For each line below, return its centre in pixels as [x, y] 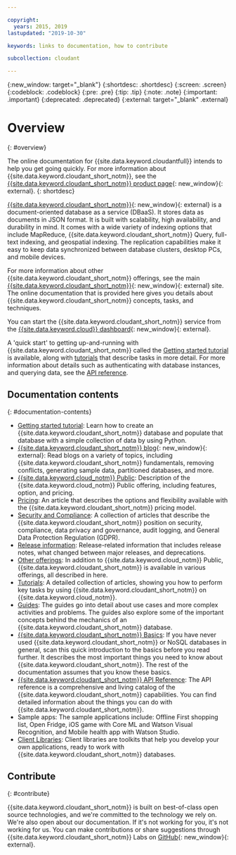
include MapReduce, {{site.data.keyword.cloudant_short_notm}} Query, [111, 235]
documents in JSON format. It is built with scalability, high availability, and [114, 220]
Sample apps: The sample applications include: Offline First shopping [118, 717]
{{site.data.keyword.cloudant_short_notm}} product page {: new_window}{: [115, 184]
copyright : [23, 20]
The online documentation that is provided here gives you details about [110, 293]
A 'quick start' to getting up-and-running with [73, 343]
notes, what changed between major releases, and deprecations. [111, 552]
